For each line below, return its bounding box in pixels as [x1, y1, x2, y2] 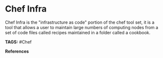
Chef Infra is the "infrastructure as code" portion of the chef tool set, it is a [5, 19, 155, 25]
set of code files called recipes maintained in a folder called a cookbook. [5, 29, 151, 35]
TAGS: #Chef [5, 39, 32, 44]
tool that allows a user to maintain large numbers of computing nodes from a [5, 24, 159, 30]
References [5, 48, 29, 54]
